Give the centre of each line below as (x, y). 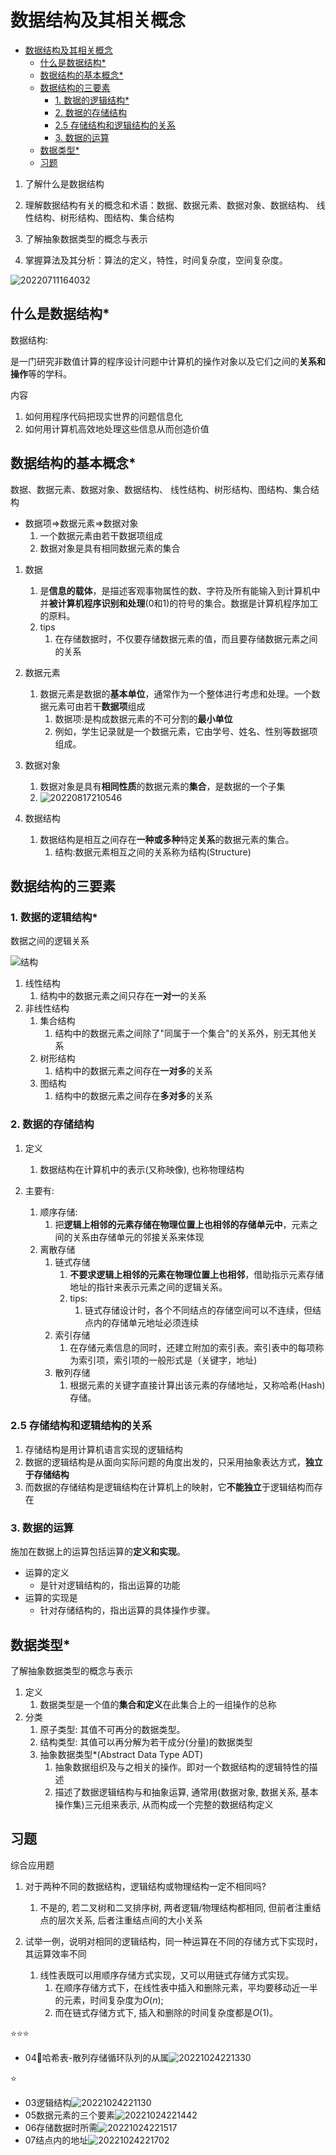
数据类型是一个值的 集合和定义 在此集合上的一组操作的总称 (158, 1704)
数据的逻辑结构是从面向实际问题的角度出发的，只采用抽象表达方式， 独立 (173, 1462)
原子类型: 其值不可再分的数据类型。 (112, 1729)
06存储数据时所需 (61, 2127)
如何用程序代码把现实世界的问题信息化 (103, 416)
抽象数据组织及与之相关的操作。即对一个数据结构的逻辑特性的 (182, 1767)
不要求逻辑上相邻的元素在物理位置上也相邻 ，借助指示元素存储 (197, 1274)
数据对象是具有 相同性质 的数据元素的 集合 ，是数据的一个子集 (162, 786)
